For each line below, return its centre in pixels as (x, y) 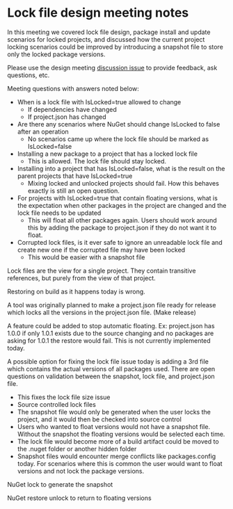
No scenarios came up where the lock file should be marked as (118, 139)
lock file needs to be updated (59, 213)
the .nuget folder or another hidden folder (77, 449)
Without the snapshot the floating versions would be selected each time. (121, 434)
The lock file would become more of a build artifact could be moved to (118, 441)
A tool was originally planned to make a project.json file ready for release (112, 305)
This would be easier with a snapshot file (86, 257)
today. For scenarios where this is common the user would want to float (120, 463)
